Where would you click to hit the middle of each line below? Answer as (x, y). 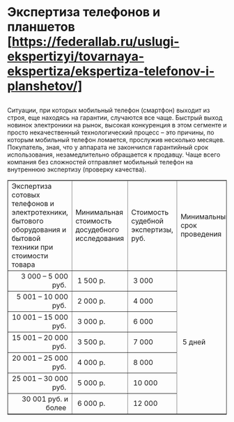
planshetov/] (45, 86)
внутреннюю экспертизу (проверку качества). (77, 169)
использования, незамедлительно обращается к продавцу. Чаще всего (114, 155)
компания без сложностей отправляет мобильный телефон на (100, 162)
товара (23, 264)
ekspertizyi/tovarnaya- (76, 57)
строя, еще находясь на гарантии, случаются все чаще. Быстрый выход (115, 117)
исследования (100, 238)
